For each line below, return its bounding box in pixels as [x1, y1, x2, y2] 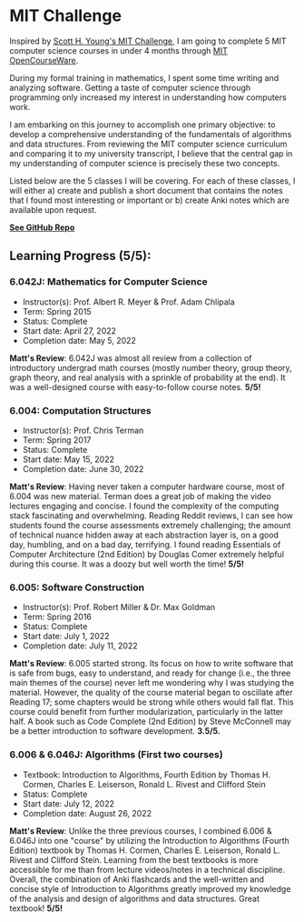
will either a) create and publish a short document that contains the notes [9, 185, 283, 195]
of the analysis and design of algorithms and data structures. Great [9, 893, 260, 904]
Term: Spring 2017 [22, 434, 92, 446]
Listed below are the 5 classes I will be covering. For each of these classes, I [9, 175, 296, 186]
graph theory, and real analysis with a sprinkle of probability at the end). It [9, 372, 286, 383]
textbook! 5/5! [9, 902, 64, 914]
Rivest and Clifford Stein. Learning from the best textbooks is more [9, 854, 259, 865]
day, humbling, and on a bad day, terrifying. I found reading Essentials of [9, 538, 281, 550]
